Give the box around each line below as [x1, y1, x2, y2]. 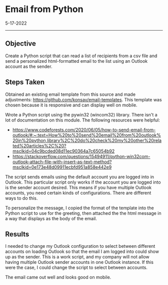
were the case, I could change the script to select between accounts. [5, 264, 147, 270]
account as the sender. [5, 63, 52, 69]
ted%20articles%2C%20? [12, 143, 66, 149]
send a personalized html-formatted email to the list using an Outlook [5, 58, 148, 64]
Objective [5, 39, 36, 48]
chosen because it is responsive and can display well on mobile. [5, 102, 137, 108]
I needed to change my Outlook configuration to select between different [5, 243, 155, 249]
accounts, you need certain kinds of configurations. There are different [5, 190, 151, 196]
